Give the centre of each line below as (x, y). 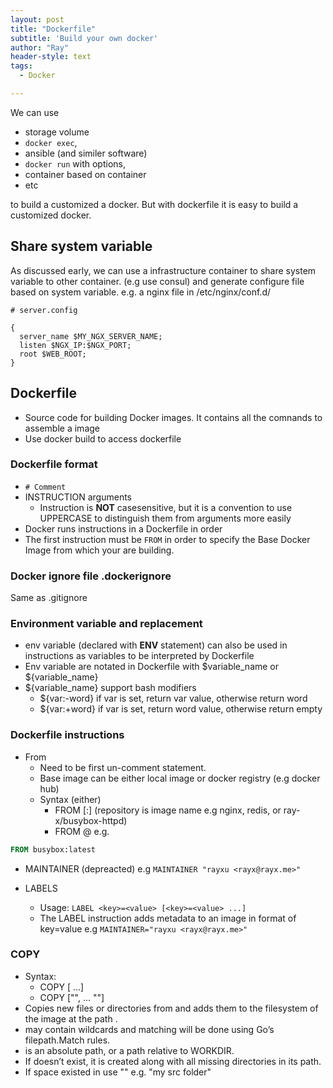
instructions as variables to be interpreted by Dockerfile (139, 656)
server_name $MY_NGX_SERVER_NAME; (91, 336)
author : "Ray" (40, 47)
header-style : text (51, 57)
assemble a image (62, 428)
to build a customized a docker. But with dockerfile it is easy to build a (154, 204)
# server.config (44, 310)
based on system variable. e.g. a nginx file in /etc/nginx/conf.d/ (141, 292)
